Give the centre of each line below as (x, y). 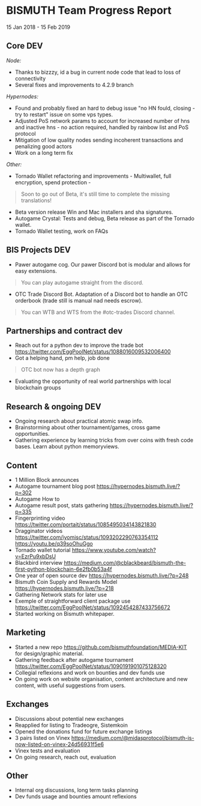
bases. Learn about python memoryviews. (67, 447)
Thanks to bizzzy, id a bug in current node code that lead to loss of (98, 72)
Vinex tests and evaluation (47, 750)
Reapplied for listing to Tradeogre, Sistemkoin (71, 725)
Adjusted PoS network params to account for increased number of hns (102, 121)
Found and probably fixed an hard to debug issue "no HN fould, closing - (105, 108)
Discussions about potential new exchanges (69, 718)
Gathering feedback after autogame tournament (74, 660)
